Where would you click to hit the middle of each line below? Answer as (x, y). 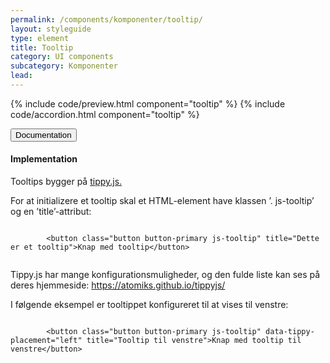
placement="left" (46, 341)
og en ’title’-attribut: (51, 212)
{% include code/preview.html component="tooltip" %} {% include (148, 103)
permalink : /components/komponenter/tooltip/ (106, 19)
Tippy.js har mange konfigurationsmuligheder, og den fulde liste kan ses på (165, 275)
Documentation (43, 134)
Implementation (44, 159)
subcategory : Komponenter (64, 66)
